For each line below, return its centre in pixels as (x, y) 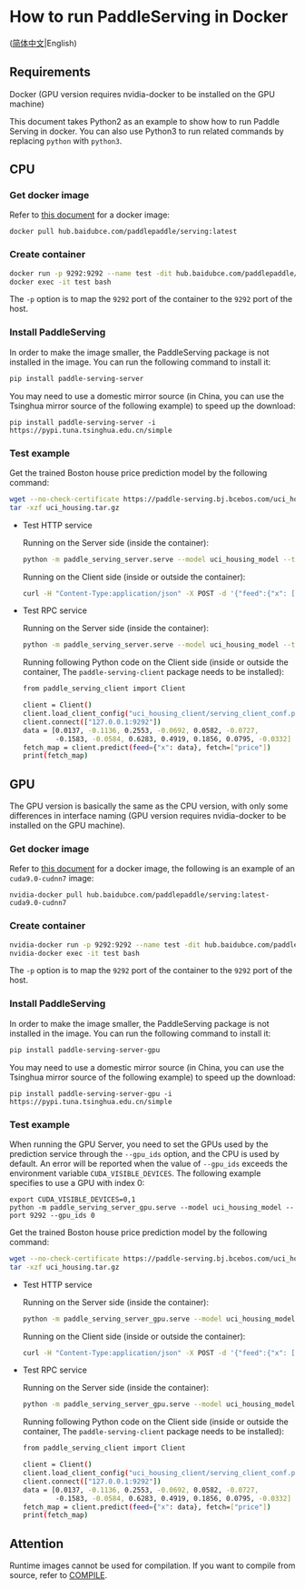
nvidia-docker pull (46, 895)
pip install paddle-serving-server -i (83, 422)
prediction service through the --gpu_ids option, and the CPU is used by (144, 1153)
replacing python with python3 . (66, 141)
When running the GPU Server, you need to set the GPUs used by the (139, 1144)
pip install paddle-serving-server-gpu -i (91, 1093)
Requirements (50, 72)
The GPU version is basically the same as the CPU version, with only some (149, 806)
